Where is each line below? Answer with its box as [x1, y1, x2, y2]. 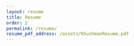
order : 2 [6, 20, 28, 26]
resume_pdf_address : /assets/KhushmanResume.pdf [6, 31, 129, 37]
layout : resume [6, 8, 44, 15]
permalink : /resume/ [6, 25, 58, 32]
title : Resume [6, 14, 42, 20]
